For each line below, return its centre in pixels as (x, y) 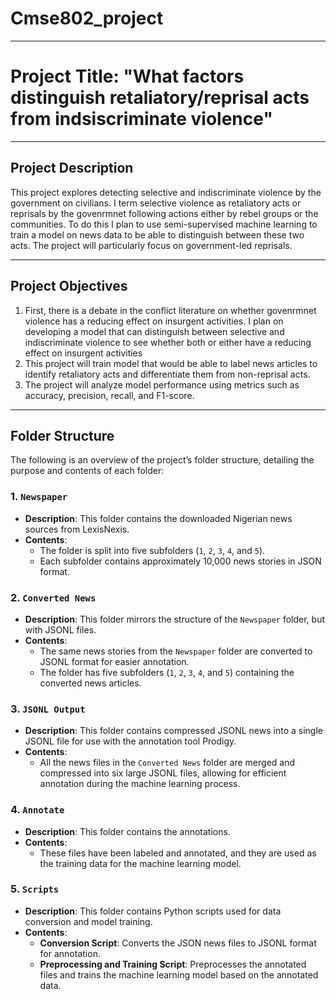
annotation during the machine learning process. (140, 784)
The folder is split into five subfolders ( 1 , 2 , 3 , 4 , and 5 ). (152, 550)
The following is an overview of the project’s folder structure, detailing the (162, 460)
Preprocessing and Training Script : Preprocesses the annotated (173, 964)
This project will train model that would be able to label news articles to (171, 363)
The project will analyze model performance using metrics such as (162, 384)
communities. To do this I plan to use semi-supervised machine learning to (164, 224)
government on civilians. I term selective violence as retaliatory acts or (156, 203)
